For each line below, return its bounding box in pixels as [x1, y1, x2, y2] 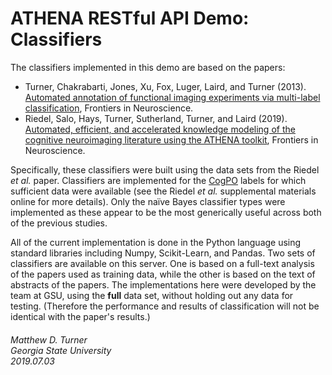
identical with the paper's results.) [10, 310, 151, 322]
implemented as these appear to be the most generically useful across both [10, 206, 322, 218]
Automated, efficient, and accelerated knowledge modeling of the [24, 123, 296, 135]
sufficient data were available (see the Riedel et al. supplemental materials [10, 185, 317, 197]
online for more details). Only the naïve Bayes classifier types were [10, 195, 286, 207]
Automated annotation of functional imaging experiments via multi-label [24, 91, 321, 103]
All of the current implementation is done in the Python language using [10, 236, 302, 248]
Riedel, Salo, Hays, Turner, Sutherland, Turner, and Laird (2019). [24, 112, 288, 124]
